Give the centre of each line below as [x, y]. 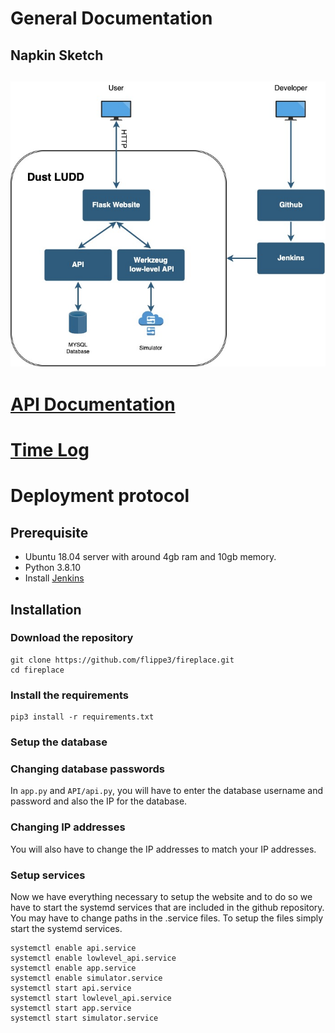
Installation [46, 609]
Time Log [50, 450]
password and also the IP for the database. [99, 801]
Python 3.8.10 [53, 568]
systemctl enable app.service [73, 968]
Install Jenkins [54, 578]
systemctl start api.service [71, 988]
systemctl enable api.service [73, 948]
